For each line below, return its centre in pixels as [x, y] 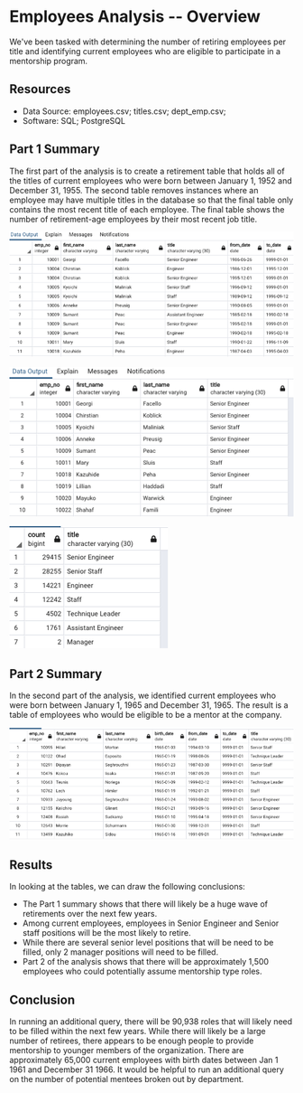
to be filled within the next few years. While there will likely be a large [138, 1031]
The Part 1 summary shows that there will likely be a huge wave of [145, 904]
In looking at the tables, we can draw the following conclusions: [127, 887]
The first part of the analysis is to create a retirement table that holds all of [147, 171]
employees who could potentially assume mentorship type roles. [142, 971]
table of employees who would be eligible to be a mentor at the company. [146, 715]
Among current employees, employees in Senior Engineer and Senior [151, 923]
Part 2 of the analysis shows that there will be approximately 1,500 [145, 962]
